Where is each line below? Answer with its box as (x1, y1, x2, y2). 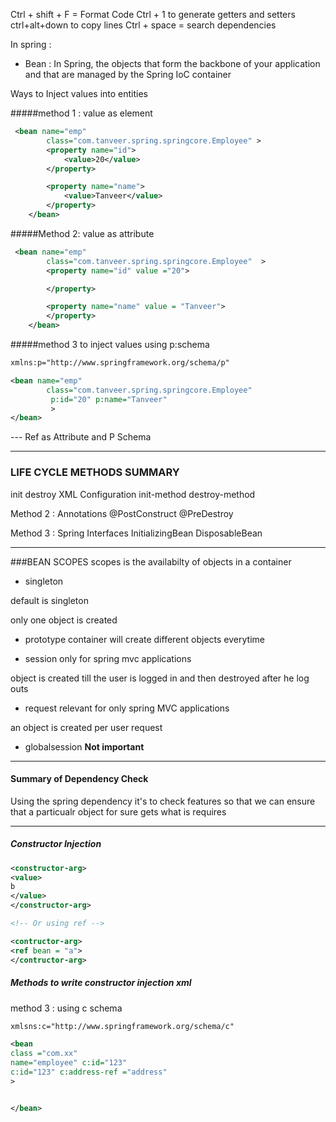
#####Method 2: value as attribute (10, 227, 155, 239)
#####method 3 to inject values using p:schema (10, 339, 210, 350)
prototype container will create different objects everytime (24, 633, 265, 645)
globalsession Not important (24, 740, 145, 753)
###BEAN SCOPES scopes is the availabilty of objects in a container (10, 555, 292, 568)
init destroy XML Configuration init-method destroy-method (10, 488, 256, 500)
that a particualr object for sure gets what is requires (10, 805, 227, 818)
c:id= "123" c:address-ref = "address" (10, 1067, 168, 1078)
